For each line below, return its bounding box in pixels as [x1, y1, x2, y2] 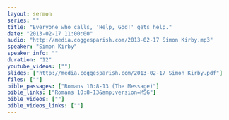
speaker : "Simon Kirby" [7, 43, 78, 50]
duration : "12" [7, 56, 52, 64]
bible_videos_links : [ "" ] [7, 102, 83, 109]
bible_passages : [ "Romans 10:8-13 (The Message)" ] [7, 83, 160, 90]
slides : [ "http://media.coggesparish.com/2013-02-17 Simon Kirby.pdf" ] [7, 69, 223, 76]
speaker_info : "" [7, 50, 59, 57]
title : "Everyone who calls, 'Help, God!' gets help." [7, 23, 172, 30]
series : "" [7, 17, 40, 24]
